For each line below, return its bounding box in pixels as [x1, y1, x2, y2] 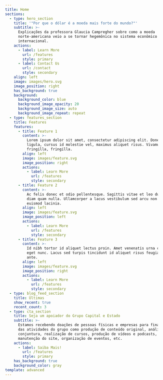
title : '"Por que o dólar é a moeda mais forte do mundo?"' [14, 20, 138, 26]
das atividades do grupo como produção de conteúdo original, [17, 327, 147, 332]
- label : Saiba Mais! [17, 345, 62, 350]
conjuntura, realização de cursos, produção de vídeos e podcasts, [17, 332, 158, 336]
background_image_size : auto [17, 106, 77, 111]
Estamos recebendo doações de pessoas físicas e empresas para [17, 323, 149, 328]
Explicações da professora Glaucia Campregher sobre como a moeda [17, 30, 155, 34]
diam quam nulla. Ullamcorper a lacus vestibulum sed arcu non [26, 196, 158, 201]
